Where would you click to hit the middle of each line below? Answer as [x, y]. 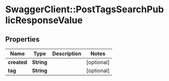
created [17, 62]
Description [67, 54]
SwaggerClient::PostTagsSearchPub [85, 9]
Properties [22, 39]
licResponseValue [44, 20]
